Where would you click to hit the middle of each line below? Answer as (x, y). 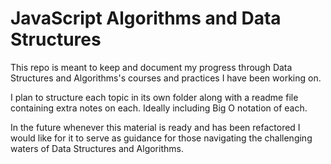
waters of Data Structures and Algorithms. (97, 148)
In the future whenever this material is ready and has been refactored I (155, 127)
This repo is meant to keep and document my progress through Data (151, 67)
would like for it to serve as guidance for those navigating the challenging (161, 138)
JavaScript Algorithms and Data (146, 18)
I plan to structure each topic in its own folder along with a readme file (154, 97)
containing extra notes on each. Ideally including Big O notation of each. (159, 108)
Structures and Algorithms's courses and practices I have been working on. (166, 78)
